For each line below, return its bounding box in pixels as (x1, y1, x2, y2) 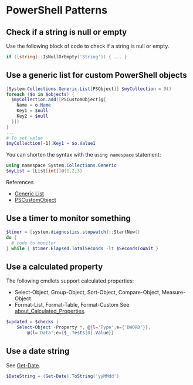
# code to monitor (11, 240, 57, 246)
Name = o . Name (16, 102, 51, 108)
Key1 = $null (16, 108, 49, 114)
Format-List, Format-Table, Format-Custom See (14, 301, 130, 308)
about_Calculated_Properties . (14, 307, 86, 315)
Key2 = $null (16, 113, 49, 120)
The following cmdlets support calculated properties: (6, 277, 134, 284)
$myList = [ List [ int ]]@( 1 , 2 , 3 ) (6, 168, 83, 174)
